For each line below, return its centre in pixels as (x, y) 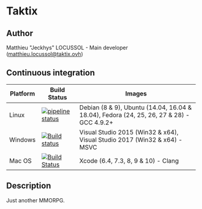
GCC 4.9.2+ (96, 123)
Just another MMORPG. (35, 200)
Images (136, 93)
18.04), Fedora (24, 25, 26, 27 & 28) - (134, 115)
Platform (23, 93)
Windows (23, 139)
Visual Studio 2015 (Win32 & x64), (129, 132)
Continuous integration (50, 73)
